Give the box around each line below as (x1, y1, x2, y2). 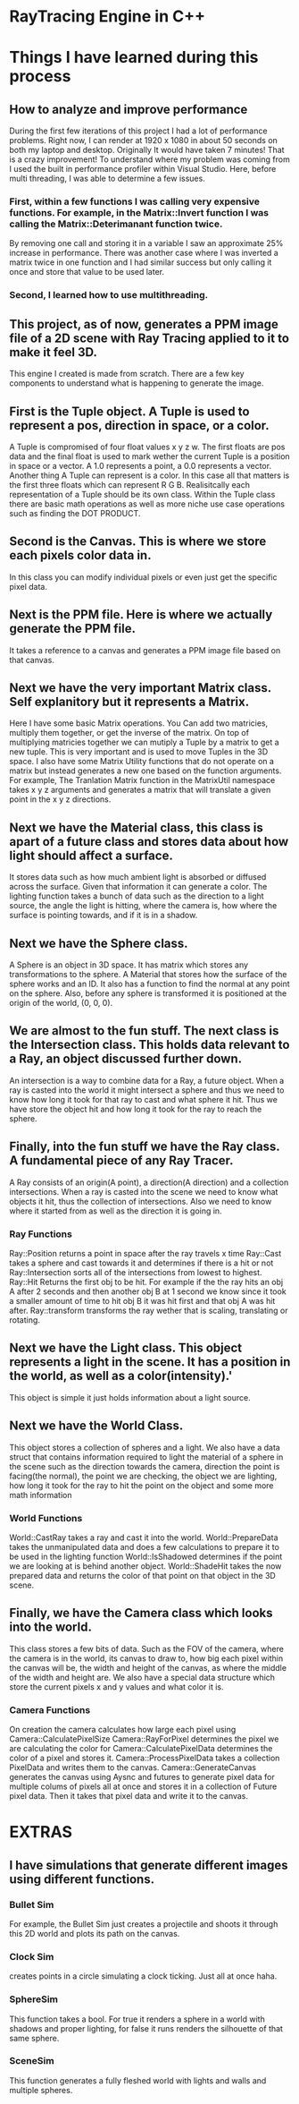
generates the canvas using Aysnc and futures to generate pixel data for (9, 1772, 275, 1783)
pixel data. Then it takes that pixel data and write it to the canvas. (9, 1791, 248, 1802)
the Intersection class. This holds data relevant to (9, 1037, 290, 1052)
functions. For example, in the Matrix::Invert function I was (9, 207, 270, 219)
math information (9, 1489, 72, 1500)
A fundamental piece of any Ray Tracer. (9, 1153, 234, 1169)
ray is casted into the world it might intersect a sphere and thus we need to (9, 1085, 285, 1095)
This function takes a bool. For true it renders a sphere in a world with (9, 2014, 265, 2024)
